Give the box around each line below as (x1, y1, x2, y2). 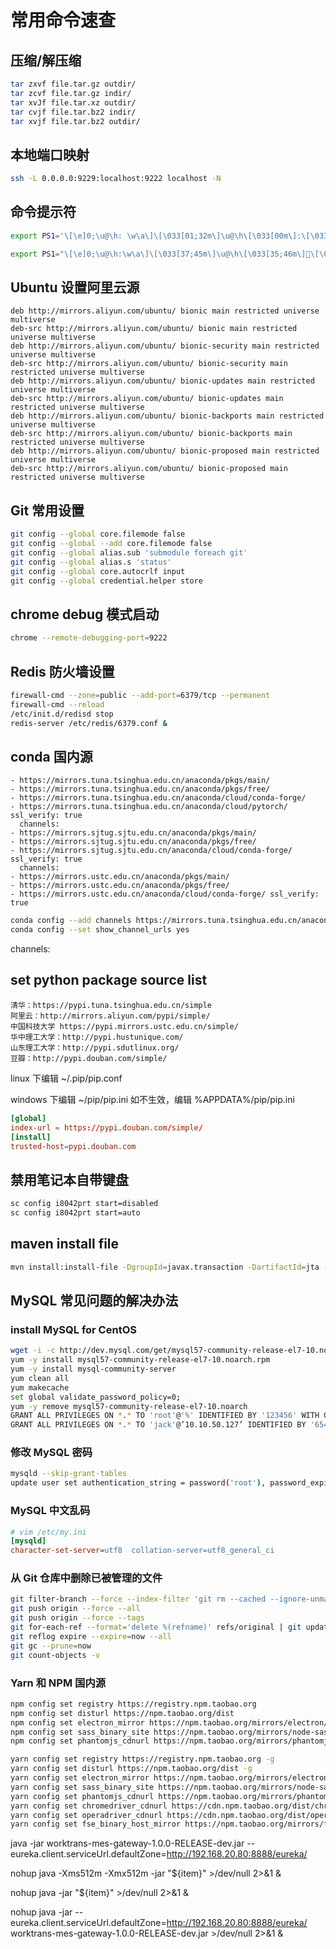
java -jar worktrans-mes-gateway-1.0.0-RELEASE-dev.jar (10, 1837, 245, 1850)
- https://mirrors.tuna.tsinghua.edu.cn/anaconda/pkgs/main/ (10, 776, 271, 786)
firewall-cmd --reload (10, 699, 105, 710)
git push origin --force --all (10, 1604, 141, 1614)
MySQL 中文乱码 (10, 1504, 91, 1518)
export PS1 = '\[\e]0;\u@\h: (10, 231, 123, 241)
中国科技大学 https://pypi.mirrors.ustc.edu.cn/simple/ (10, 1021, 239, 1031)
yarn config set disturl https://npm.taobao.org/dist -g (10, 1764, 253, 1774)
